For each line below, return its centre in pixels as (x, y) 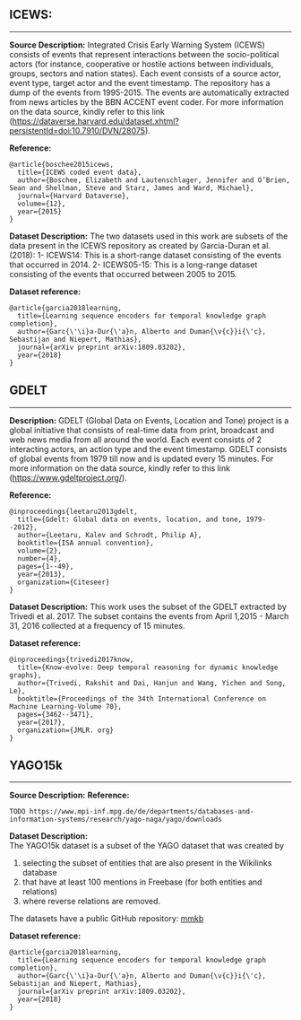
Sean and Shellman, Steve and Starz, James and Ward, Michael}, (132, 187)
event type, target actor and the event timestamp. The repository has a (140, 83)
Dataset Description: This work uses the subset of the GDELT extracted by (148, 606)
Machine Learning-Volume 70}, (66, 706)
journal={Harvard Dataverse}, (73, 196)
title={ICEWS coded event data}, (80, 172)
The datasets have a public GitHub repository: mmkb (107, 919)
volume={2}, (40, 551)
